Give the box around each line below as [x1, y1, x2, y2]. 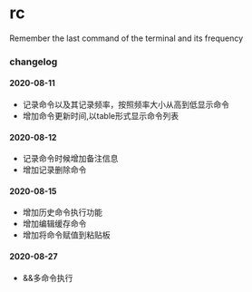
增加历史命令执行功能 [22, 207, 102, 218]
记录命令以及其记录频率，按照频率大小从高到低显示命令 [22, 99, 229, 111]
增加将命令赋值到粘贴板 [22, 229, 111, 240]
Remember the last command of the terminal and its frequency [9, 33, 244, 44]
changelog [9, 55, 58, 68]
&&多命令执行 [22, 272, 73, 283]
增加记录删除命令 [22, 164, 87, 175]
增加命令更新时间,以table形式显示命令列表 [22, 111, 179, 122]
